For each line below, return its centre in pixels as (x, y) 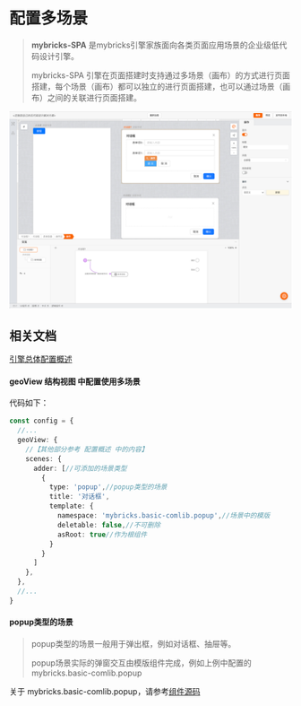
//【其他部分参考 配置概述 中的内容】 (87, 449)
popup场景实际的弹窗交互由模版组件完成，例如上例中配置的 (142, 663)
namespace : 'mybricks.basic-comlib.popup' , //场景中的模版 (163, 516)
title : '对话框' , (79, 497)
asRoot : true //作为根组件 (102, 535)
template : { (71, 506)
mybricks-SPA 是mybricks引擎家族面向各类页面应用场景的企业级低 (155, 45)
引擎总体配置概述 (41, 359)
